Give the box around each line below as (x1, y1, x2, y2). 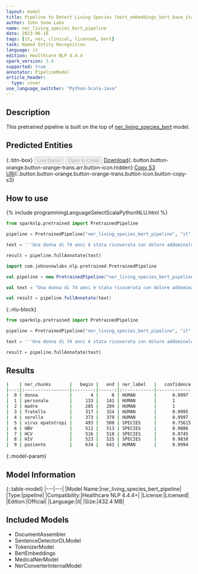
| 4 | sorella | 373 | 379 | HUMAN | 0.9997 (6, 414, 189, 420)
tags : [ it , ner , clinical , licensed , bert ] (6, 36, 115, 42)
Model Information (6, 469, 76, 479)
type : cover (11, 80, 41, 86)
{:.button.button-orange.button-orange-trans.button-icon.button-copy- (14, 170, 187, 177)
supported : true (6, 63, 46, 70)
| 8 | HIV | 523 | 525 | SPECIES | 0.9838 (6, 436, 189, 442)
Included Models (6, 515, 69, 525)
